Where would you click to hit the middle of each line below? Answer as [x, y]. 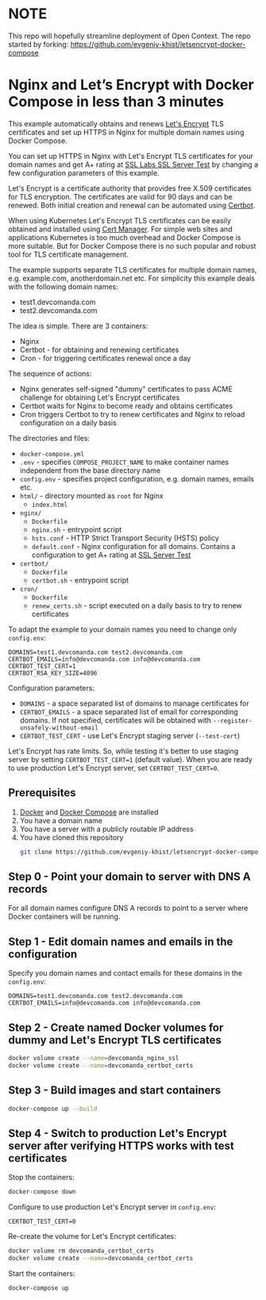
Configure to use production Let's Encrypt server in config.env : [112, 1207]
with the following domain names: [64, 286]
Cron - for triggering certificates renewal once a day [105, 358]
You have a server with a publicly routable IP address [107, 829]
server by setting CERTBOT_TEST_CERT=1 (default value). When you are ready [130, 759]
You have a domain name [61, 820]
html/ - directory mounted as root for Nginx [92, 495]
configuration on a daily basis [68, 423]
